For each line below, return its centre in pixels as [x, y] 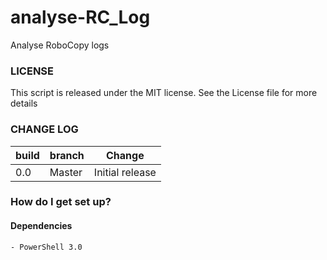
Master [66, 172]
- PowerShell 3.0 [46, 247]
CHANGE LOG [44, 129]
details [24, 103]
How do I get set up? [61, 202]
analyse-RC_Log [80, 17]
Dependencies [41, 226]
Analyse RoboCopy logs [60, 45]
